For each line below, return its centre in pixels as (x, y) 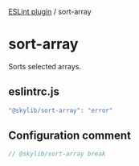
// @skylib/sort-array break (57, 154)
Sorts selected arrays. (45, 66)
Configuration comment (69, 136)
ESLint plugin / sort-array (50, 12)
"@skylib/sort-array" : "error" (61, 110)
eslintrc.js (34, 92)
